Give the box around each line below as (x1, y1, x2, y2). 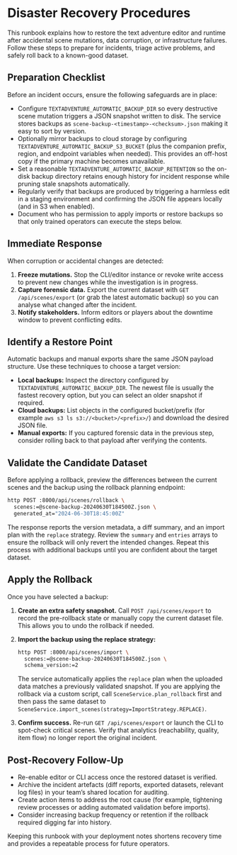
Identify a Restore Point (7, 335, 113, 348)
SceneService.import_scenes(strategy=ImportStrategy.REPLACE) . (17, 705, 207, 713)
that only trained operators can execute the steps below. (17, 217, 183, 225)
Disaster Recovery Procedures (7, 5, 191, 21)
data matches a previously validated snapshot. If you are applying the (17, 682, 221, 691)
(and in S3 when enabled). (17, 202, 95, 211)
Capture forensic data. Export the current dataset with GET (17, 285, 190, 294)
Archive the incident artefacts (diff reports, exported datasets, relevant (17, 781, 224, 789)
